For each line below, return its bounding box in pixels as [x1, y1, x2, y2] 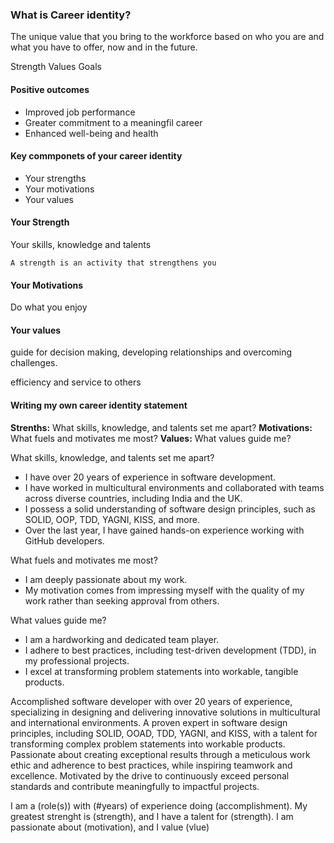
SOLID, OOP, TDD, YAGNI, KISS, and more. [24, 513, 200, 525]
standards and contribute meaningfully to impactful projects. [10, 780, 260, 792]
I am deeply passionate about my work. [24, 573, 188, 585]
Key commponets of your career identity [10, 150, 183, 162]
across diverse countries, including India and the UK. [24, 492, 243, 504]
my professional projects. [24, 654, 130, 667]
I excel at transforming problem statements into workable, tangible [24, 665, 299, 677]
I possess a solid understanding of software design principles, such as [24, 503, 316, 515]
